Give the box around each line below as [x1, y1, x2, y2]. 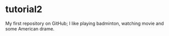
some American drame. [5, 25, 55, 31]
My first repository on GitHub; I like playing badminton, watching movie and [5, 20, 164, 26]
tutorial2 [5, 4, 42, 15]
